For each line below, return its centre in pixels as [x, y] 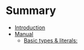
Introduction [30, 27]
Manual [24, 34]
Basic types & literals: [51, 40]
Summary [31, 11]
